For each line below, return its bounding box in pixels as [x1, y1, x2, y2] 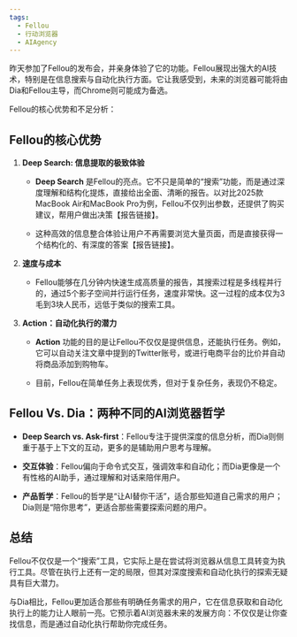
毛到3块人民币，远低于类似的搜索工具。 [34, 299, 180, 310]
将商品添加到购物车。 [34, 359, 113, 370]
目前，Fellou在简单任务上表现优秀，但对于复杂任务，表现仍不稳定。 [34, 378, 282, 388]
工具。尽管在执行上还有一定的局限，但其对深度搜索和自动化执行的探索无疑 [16, 566, 288, 577]
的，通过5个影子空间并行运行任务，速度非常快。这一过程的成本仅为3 [34, 288, 286, 299]
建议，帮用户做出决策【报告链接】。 [34, 210, 164, 220]
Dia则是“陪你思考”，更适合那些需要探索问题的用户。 [21, 502, 212, 512]
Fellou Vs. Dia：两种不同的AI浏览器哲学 [9, 406, 225, 421]
